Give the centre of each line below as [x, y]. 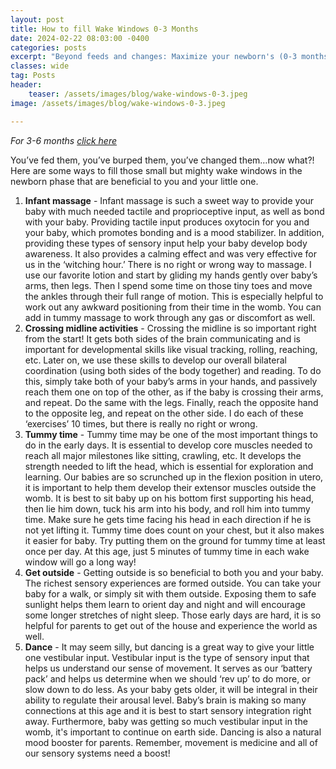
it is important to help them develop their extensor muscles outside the [170, 487]
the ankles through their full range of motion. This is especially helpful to [174, 296]
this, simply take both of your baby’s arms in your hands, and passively [171, 381]
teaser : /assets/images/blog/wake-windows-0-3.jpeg [138, 94]
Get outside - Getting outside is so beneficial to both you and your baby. [174, 572]
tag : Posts [33, 76]
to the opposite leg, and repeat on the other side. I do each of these [164, 413]
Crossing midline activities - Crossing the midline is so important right [170, 328]
